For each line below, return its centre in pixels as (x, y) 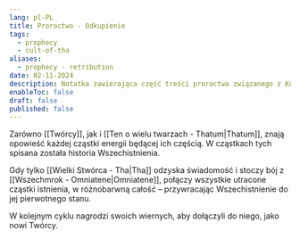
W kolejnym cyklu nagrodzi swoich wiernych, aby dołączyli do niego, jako (144, 216)
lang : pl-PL (31, 17)
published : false (42, 109)
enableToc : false (42, 92)
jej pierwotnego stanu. (50, 199)
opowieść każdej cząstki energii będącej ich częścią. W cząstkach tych (141, 144)
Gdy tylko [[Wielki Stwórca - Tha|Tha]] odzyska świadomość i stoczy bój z (147, 170)
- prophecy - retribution (66, 68)
